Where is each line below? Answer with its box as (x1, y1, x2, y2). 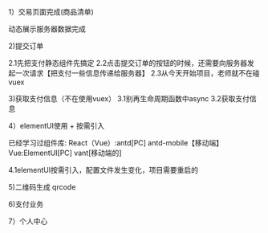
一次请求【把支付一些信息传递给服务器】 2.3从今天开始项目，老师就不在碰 (14, 68, 260, 78)
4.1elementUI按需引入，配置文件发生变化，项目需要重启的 (8, 166, 199, 174)
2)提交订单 (8, 41, 44, 51)
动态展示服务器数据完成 (8, 24, 86, 34)
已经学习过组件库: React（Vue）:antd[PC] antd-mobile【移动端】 (8, 138, 223, 147)
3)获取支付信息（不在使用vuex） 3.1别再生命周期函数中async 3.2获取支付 (8, 94, 250, 103)
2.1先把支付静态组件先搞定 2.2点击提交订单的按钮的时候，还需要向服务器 (8, 59, 248, 67)
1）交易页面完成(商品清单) (8, 7, 94, 16)
